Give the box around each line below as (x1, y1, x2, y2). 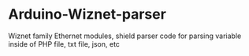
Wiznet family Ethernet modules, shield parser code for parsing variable (8, 31, 242, 40)
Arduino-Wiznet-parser (8, 5, 167, 23)
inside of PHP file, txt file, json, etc (8, 39, 121, 48)
